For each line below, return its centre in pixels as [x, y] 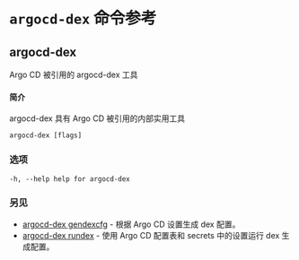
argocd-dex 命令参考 [83, 18]
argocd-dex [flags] [46, 135]
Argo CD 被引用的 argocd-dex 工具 [74, 74]
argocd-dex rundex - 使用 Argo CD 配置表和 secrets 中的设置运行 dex [151, 235]
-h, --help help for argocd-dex [70, 179]
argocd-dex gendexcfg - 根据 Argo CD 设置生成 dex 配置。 [131, 224]
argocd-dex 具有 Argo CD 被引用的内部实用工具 [97, 118]
